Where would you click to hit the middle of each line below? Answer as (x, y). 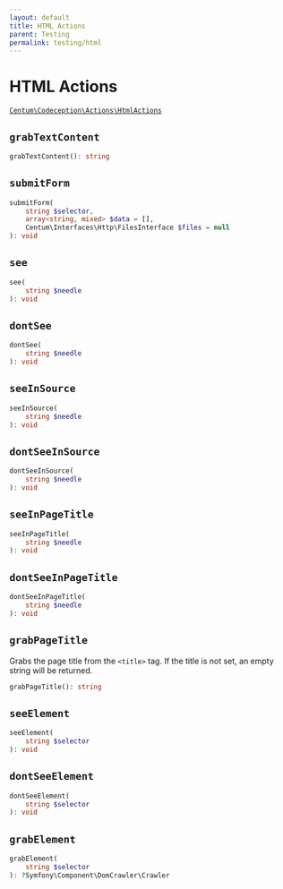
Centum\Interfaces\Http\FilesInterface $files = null (128, 228)
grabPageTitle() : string (56, 687)
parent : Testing (39, 34)
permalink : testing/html (56, 43)
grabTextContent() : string (60, 157)
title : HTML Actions (48, 26)
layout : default (39, 17)
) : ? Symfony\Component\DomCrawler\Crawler (90, 875)
